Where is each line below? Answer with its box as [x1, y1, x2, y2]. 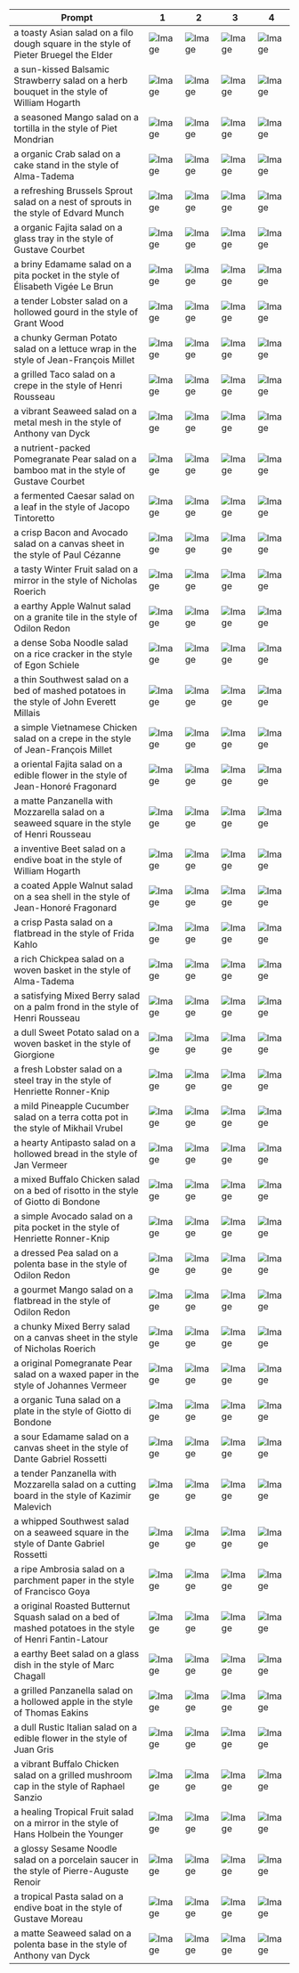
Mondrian [13, 134, 54, 145]
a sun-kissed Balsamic [13, 63, 109, 75]
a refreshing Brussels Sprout [13, 184, 133, 197]
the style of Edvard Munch [13, 207, 125, 219]
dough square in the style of [13, 37, 132, 50]
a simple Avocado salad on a [13, 1211, 133, 1222]
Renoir [13, 1876, 42, 1887]
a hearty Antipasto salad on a [13, 1137, 136, 1148]
